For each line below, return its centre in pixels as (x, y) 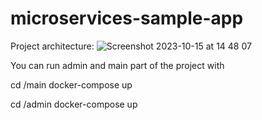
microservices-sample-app (127, 18)
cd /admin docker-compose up (74, 104)
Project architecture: (52, 46)
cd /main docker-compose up (71, 84)
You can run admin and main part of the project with (117, 65)
